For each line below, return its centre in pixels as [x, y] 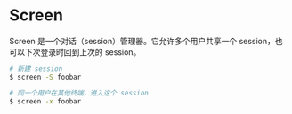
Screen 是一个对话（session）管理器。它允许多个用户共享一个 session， [142, 41]
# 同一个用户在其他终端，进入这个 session [79, 93]
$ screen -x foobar [45, 101]
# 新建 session [36, 68]
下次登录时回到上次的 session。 [83, 52]
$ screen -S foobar [45, 77]
